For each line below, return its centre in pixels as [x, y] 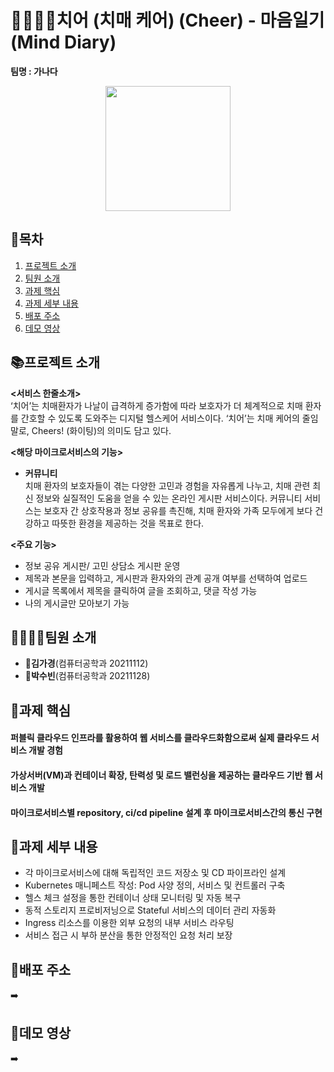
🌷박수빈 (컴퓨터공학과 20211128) [87, 676]
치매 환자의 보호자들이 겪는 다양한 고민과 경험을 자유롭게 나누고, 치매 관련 [167, 485]
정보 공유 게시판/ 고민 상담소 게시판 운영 [102, 565]
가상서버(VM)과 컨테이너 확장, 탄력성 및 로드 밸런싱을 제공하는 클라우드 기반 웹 [161, 775]
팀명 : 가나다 [34, 71]
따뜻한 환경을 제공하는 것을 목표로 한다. [128, 523]
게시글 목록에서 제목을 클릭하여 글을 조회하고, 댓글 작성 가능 [141, 590]
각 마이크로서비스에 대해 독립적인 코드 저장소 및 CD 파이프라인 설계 [155, 873]
